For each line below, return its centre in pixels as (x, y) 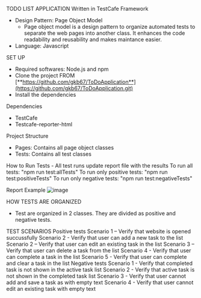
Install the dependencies (45, 95)
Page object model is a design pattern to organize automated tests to (110, 27)
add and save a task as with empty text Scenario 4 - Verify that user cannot (100, 282)
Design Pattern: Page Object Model (59, 20)
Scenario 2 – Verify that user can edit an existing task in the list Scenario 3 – (100, 244)
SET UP (16, 57)
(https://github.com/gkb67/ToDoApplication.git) (74, 88)
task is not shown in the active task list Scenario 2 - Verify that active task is (100, 269)
